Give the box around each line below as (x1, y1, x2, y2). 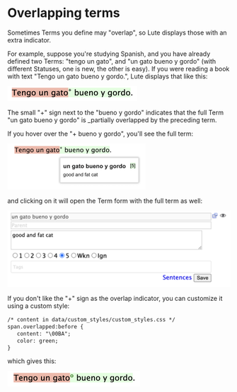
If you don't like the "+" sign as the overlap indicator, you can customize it (7, 295, 223, 303)
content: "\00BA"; (16, 331, 71, 338)
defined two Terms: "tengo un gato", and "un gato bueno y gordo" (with (7, 57, 216, 65)
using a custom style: (7, 302, 70, 310)
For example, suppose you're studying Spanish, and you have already (7, 49, 211, 58)
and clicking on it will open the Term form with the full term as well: (7, 196, 203, 205)
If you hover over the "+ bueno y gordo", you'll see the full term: (7, 129, 194, 138)
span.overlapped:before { (7, 323, 83, 331)
